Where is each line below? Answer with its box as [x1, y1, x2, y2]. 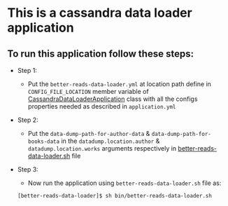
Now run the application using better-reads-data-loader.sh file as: [27, 179, 222, 187]
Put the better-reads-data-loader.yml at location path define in [27, 80, 212, 88]
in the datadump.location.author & [61, 137, 160, 145]
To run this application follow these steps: [7, 48, 194, 60]
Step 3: [17, 165, 38, 173]
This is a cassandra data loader [7, 5, 192, 21]
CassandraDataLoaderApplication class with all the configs [27, 95, 198, 103]
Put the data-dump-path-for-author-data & [27, 130, 150, 137]
